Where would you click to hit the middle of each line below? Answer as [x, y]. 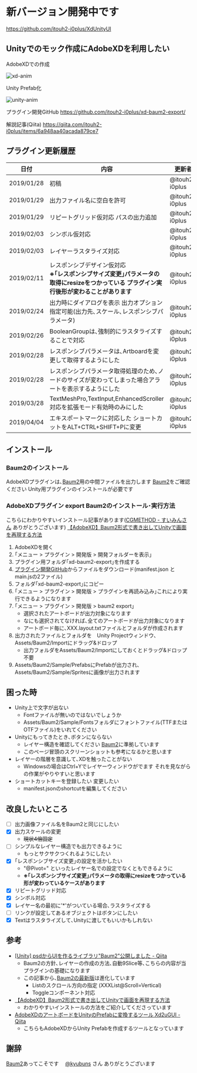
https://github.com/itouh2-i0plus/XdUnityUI [59, 29]
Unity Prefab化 [24, 88]
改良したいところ [37, 809]
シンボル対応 [30, 898]
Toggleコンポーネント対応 [64, 992]
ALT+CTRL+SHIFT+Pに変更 [104, 427]
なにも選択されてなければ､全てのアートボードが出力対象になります [104, 620]
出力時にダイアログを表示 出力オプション [106, 303]
